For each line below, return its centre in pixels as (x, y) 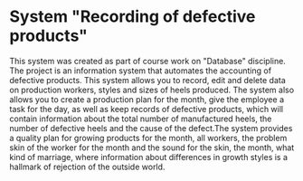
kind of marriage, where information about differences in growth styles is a (148, 157)
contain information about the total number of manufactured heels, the (141, 119)
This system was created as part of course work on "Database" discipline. (148, 61)
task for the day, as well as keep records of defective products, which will (146, 109)
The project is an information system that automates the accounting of (141, 71)
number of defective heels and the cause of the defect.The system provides (151, 128)
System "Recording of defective (133, 17)
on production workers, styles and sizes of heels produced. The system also (152, 90)
